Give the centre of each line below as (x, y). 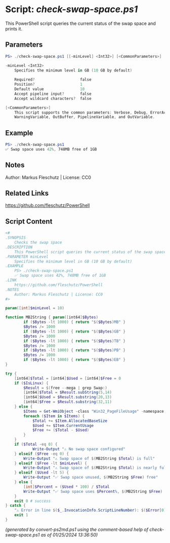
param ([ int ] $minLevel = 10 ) (35, 308)
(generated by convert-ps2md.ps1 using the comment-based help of (77, 529)
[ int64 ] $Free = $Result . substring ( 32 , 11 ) (68, 402)
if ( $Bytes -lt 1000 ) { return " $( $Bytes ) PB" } (74, 350)
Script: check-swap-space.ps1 (72, 9)
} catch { (16, 505)
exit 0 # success (33, 501)
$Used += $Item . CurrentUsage (63, 425)
